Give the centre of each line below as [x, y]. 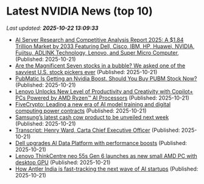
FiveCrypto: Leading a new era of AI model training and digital [93, 104]
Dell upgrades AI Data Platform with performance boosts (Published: [101, 143]
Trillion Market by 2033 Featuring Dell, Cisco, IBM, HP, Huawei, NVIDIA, [105, 46]
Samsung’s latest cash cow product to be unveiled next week [92, 117]
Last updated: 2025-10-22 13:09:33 [52, 28]
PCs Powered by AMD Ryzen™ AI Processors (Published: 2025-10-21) [102, 98]
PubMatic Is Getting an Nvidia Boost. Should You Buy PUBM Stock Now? [106, 78]
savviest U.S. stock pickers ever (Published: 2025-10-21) [86, 72]
